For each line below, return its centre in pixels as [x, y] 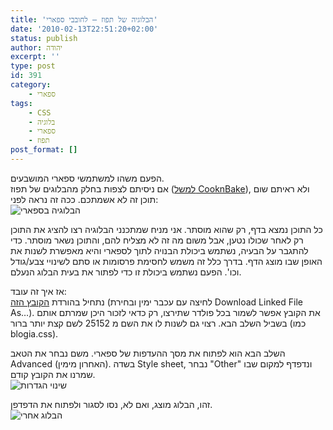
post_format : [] [44, 150]
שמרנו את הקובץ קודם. [53, 374]
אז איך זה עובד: [38, 291]
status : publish [44, 38]
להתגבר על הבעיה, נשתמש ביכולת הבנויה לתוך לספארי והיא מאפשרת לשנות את [159, 250]
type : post [33, 66]
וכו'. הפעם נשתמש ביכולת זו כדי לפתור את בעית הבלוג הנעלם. [126, 272]
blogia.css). [34, 333]
